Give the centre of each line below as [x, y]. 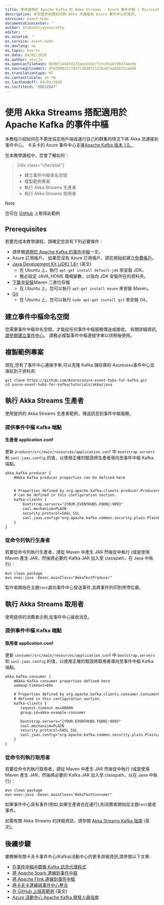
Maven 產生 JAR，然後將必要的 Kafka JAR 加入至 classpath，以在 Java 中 [79, 775]
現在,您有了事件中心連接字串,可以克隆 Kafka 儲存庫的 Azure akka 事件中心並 [80, 365]
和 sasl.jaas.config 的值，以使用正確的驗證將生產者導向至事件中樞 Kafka [79, 457]
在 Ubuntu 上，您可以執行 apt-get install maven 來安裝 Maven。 [85, 288]
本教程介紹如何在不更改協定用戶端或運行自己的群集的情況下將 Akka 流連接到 [82, 139]
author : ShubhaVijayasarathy [35, 28]
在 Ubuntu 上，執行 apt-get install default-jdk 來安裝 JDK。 [83, 270]
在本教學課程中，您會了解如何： [37, 155]
